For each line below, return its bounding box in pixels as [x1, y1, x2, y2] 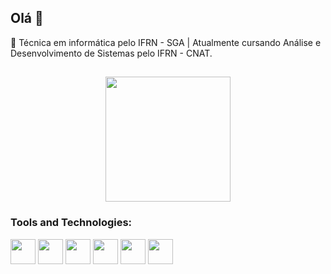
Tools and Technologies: [10, 216, 133, 230]
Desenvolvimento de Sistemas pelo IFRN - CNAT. [10, 47, 213, 59]
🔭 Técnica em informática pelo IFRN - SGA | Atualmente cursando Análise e [10, 36, 322, 48]
